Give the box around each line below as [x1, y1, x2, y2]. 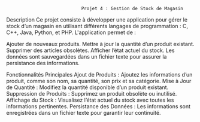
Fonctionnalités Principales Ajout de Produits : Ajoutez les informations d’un [6, 71, 193, 78]
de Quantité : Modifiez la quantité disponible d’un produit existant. [6, 84, 169, 91]
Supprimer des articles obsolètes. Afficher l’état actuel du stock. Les [6, 47, 175, 54]
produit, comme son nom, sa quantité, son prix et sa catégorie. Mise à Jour [6, 78, 192, 84]
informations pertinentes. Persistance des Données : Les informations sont [6, 103, 190, 110]
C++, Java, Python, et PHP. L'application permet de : [6, 29, 137, 36]
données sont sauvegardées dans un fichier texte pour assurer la [6, 53, 167, 60]
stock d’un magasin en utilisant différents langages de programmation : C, [6, 23, 189, 29]
